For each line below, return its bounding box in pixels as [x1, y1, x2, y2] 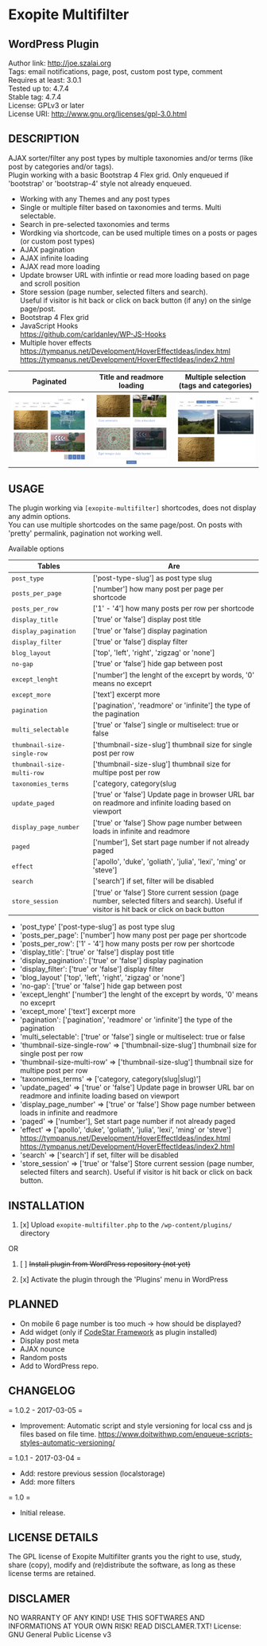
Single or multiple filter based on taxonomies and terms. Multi [19, 202, 222, 212]
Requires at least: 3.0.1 [8, 76, 82, 84]
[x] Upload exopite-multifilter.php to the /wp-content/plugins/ [19, 1220, 233, 1230]
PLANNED [8, 1297, 60, 1311]
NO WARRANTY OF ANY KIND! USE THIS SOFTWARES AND [8, 1613, 205, 1623]
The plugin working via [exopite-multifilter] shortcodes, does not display [8, 503, 257, 513]
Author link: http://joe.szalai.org [8, 58, 111, 68]
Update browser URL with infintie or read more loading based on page [19, 270, 250, 279]
